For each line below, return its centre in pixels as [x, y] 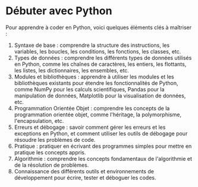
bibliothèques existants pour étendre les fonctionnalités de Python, [96, 83]
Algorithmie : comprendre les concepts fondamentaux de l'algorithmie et [103, 159]
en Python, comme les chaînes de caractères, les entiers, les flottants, [100, 64]
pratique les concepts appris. [50, 152]
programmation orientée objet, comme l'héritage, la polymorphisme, [98, 115]
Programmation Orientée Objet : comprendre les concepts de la [92, 108]
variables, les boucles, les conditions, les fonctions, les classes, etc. [98, 51]
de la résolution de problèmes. [51, 165]
